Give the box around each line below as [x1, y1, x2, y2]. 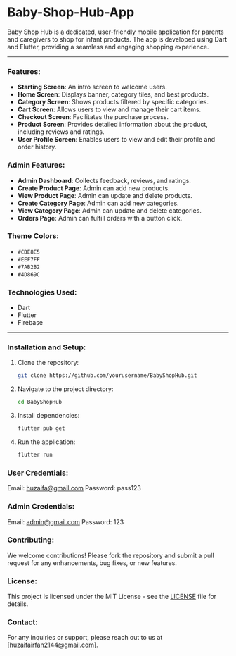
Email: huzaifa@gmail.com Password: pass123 [7, 484, 142, 493]
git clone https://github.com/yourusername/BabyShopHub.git [17, 372, 197, 379]
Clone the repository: [17, 359, 79, 367]
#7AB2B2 [17, 264, 40, 271]
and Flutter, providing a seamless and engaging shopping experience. [7, 42, 209, 51]
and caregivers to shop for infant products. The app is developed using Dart [7, 35, 228, 43]
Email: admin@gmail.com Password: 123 [7, 517, 124, 526]
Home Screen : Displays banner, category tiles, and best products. [17, 90, 209, 99]
